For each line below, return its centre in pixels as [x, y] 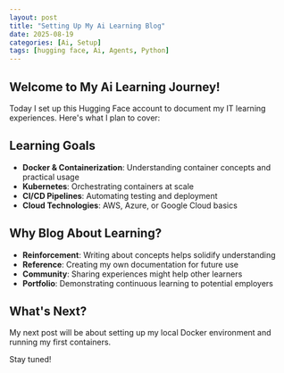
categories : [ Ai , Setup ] [55, 42]
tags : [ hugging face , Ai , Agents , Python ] [89, 51]
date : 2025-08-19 [42, 34]
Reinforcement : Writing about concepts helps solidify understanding [149, 254]
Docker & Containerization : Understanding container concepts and [146, 167]
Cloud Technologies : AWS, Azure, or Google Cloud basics [130, 205]
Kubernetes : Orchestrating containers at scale [108, 186]
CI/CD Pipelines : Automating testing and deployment [120, 195]
